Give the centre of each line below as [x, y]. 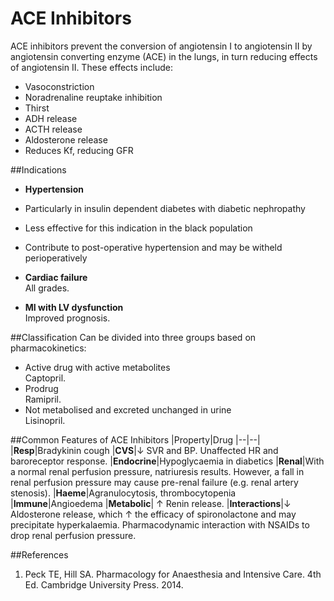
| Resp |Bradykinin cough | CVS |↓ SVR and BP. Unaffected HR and [144, 450]
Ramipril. [43, 399]
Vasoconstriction [59, 86]
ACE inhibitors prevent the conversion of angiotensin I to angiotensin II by [161, 46]
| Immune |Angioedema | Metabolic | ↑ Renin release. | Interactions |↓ [151, 503]
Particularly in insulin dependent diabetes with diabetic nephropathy [165, 208]
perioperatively [56, 258]
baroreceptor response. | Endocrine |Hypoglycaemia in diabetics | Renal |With [167, 461]
